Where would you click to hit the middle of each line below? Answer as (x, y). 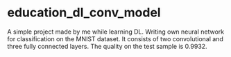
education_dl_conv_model (84, 13)
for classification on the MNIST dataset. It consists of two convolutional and (115, 38)
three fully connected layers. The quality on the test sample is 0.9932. (107, 46)
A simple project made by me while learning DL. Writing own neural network (115, 32)
